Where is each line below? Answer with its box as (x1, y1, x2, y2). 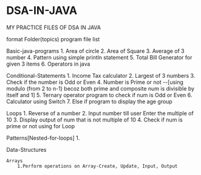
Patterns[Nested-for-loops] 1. (6, 134, 80, 142)
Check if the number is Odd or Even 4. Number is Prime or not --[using (6, 78, 184, 86)
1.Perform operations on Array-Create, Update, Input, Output (17, 163, 178, 169)
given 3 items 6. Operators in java (6, 60, 90, 67)
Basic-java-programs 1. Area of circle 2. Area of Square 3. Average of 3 (6, 47, 185, 55)
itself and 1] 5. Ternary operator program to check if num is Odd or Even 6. (6, 91, 192, 98)
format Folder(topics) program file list (6, 35, 100, 43)
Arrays (6, 157, 23, 164)
